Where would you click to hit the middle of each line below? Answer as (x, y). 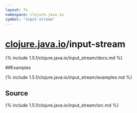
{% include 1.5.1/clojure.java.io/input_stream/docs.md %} (64, 58)
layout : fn (17, 10)
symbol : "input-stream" (30, 19)
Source (17, 93)
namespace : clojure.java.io (35, 15)
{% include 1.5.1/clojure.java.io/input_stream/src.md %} (62, 105)
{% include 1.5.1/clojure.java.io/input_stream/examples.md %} (69, 77)
